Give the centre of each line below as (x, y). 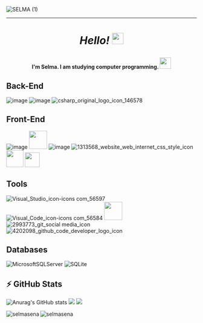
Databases (27, 250)
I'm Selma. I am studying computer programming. (95, 67)
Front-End (26, 119)
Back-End (25, 86)
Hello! (95, 41)
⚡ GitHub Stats (34, 284)
